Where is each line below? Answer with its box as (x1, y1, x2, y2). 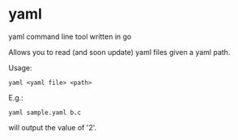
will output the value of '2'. (8, 122, 97, 132)
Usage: (8, 62, 32, 73)
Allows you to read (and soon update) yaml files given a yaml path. (8, 47, 231, 57)
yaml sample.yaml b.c (8, 108, 82, 117)
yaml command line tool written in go (8, 32, 132, 41)
